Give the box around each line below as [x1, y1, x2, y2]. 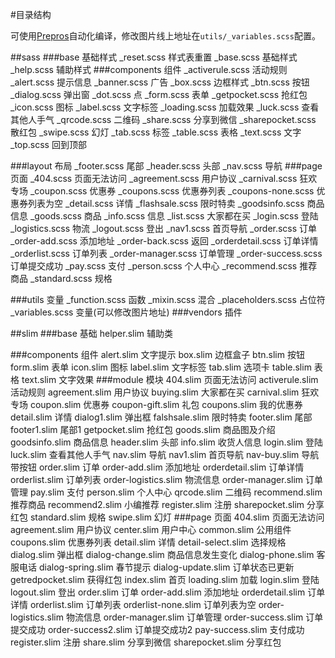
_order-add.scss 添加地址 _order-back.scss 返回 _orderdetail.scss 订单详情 [10, 235, 319, 247]
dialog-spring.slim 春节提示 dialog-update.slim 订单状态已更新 [38, 561, 295, 573]
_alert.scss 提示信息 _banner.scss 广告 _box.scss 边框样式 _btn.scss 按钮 [10, 76, 310, 88]
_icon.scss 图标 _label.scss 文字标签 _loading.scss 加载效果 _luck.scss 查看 [10, 101, 320, 113]
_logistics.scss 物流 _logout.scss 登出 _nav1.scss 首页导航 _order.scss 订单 [10, 223, 318, 234]
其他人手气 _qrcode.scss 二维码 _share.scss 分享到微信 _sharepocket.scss [10, 114, 317, 125]
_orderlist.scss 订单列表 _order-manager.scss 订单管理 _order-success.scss [10, 248, 323, 259]
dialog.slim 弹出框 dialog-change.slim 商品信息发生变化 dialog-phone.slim [10, 549, 315, 560]
